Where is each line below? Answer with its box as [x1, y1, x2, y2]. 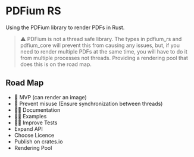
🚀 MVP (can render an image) [14, 93, 87, 101]
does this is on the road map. [20, 61, 92, 68]
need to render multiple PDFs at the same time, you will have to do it [20, 48, 188, 55]
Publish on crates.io [14, 138, 63, 145]
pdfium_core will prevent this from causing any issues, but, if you [20, 42, 180, 49]
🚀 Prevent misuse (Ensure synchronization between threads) [14, 100, 163, 107]
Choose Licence [14, 131, 55, 139]
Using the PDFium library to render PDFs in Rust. [5, 24, 125, 31]
